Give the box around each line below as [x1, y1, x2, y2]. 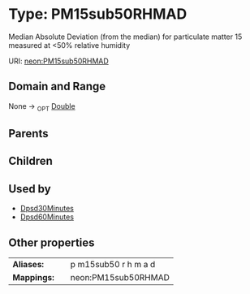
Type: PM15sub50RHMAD [8, 5, 187, 24]
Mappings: [12, 271, 55, 283]
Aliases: [12, 258, 45, 270]
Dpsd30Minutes [19, 204, 75, 214]
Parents [8, 127, 49, 141]
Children [8, 154, 53, 168]
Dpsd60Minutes [19, 212, 75, 222]
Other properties [8, 236, 95, 249]
